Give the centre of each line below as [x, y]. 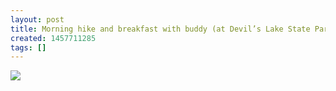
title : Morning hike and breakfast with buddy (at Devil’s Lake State [160, 29]
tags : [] [28, 47]
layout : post [37, 19]
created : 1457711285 [53, 38]
